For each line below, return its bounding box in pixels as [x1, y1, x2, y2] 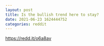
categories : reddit [5, 21, 47, 27]
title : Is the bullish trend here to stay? [5, 12, 99, 17]
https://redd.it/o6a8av [5, 35, 52, 41]
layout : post [5, 7, 33, 13]
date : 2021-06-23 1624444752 [5, 17, 67, 22]
